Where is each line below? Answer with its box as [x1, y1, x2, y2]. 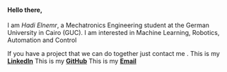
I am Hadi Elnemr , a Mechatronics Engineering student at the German [7, 21, 210, 29]
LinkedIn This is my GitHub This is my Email [7, 57, 136, 66]
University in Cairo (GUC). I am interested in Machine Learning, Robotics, [7, 29, 220, 37]
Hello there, [7, 6, 42, 14]
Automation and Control [7, 36, 77, 45]
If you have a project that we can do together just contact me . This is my [7, 50, 221, 58]
